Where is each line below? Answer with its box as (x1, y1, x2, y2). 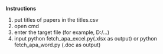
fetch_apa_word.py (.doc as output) (14, 41, 101, 48)
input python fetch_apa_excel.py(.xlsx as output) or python (14, 35, 157, 42)
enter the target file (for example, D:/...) (14, 29, 110, 36)
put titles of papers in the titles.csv (14, 16, 99, 23)
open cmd (14, 23, 39, 29)
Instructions (5, 5, 37, 12)
